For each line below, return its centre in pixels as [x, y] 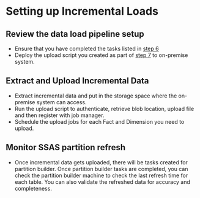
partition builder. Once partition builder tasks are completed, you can [101, 169]
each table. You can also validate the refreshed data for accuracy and [102, 181]
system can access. [61, 102]
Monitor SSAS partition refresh [66, 147]
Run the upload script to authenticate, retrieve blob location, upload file [104, 109]
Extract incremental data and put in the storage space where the [96, 96]
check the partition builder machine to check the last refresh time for [101, 175]
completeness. [33, 188]
